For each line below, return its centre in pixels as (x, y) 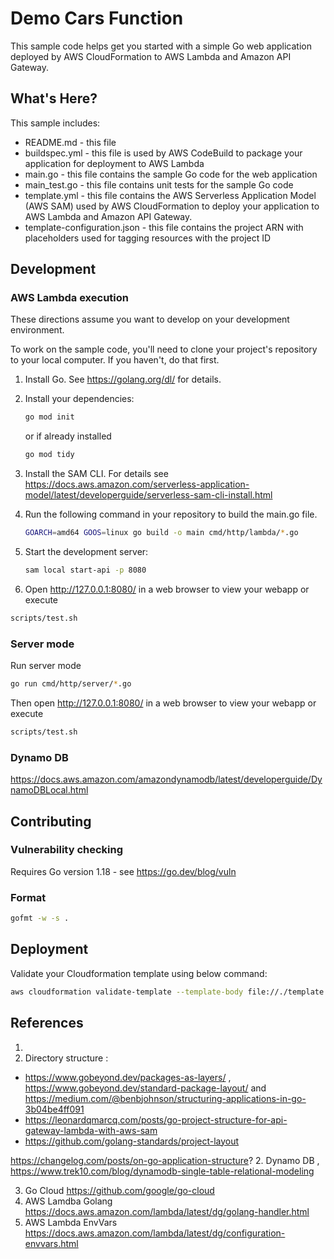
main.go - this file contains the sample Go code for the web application (171, 174)
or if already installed (68, 436)
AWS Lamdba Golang (68, 1201)
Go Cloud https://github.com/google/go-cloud (119, 1190)
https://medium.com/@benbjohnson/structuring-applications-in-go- (165, 1098)
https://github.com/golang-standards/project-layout (132, 1141)
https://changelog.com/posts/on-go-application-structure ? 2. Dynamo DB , (165, 1160)
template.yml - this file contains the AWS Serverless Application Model (170, 195)
